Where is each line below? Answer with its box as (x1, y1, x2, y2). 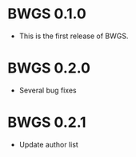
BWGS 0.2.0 (7, 59, 91, 77)
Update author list (18, 139, 79, 149)
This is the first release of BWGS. (18, 31, 129, 41)
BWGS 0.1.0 (7, 5, 87, 23)
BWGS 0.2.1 (7, 113, 86, 131)
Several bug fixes (18, 85, 77, 95)
